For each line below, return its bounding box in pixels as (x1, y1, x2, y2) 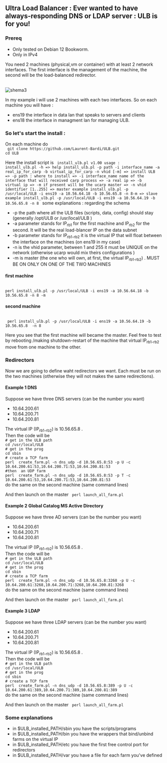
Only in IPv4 (12, 51, 38, 57)
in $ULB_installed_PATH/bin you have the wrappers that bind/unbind (12, 731, 153, 737)
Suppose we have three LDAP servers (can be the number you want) (5, 619, 146, 625)
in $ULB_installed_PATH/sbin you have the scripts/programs (12, 725, 136, 732)
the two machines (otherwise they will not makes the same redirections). (5, 373, 155, 379)
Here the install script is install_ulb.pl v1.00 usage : (5, 159, 120, 165)
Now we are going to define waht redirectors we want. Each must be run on (5, 367, 161, 373)
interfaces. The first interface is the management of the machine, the (5, 66, 147, 72)
